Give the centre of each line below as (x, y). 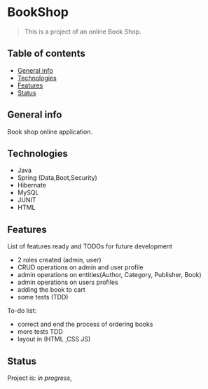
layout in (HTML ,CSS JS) (54, 339)
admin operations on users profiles (68, 282)
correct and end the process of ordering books (85, 324)
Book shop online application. (50, 132)
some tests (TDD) (43, 297)
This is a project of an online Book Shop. (83, 31)
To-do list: (22, 311)
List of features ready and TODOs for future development (90, 246)
